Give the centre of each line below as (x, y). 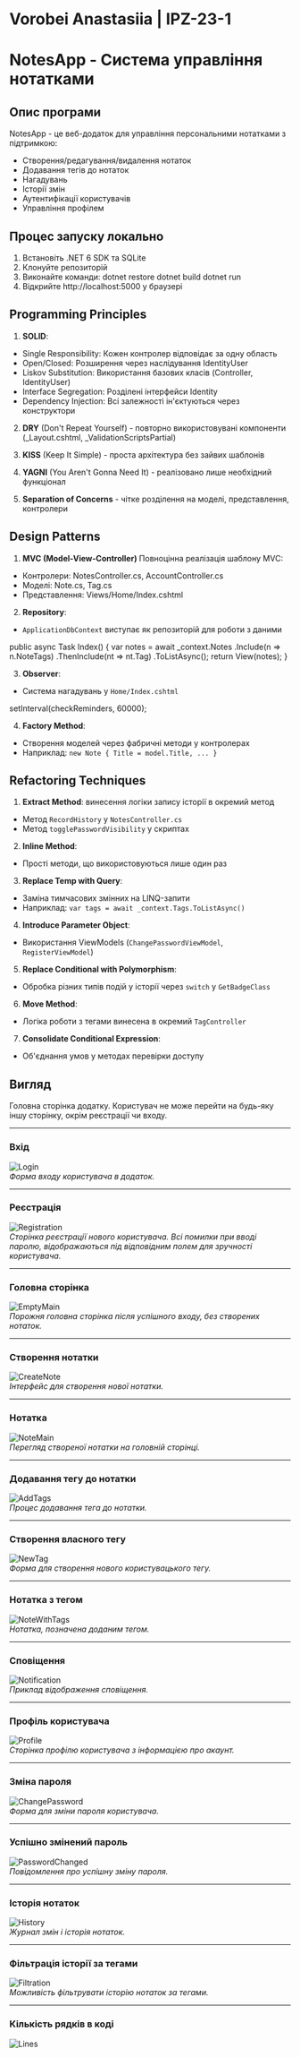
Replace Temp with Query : (72, 881)
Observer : (41, 673)
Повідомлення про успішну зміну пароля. (89, 1871)
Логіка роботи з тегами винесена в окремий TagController (134, 1022)
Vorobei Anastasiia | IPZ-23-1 (121, 19)
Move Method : (50, 1004)
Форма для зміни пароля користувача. (84, 1811)
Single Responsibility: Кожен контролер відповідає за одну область (150, 353)
